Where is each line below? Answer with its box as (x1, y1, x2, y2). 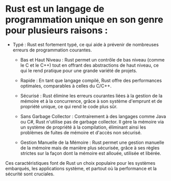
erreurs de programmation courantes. (12, 47, 92, 53)
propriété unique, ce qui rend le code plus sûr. (20, 103, 118, 109)
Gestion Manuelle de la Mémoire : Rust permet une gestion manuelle (20, 139, 164, 145)
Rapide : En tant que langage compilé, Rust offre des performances (20, 77, 162, 83)
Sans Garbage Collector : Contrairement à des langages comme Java (20, 113, 166, 119)
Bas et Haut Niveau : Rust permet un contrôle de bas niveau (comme (20, 56, 165, 63)
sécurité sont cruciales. (5, 171, 55, 177)
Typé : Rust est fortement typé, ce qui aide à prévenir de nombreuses (12, 41, 159, 47)
